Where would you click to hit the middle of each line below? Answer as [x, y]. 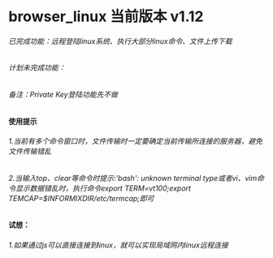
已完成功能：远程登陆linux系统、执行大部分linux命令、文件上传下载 [120, 41]
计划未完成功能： [37, 68]
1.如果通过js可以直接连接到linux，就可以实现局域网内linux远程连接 [119, 245]
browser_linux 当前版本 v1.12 [106, 17]
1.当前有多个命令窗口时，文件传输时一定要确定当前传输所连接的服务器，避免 [135, 141]
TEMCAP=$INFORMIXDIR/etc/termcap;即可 [81, 198]
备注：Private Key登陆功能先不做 [63, 95]
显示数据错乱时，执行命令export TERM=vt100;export [103, 188]
